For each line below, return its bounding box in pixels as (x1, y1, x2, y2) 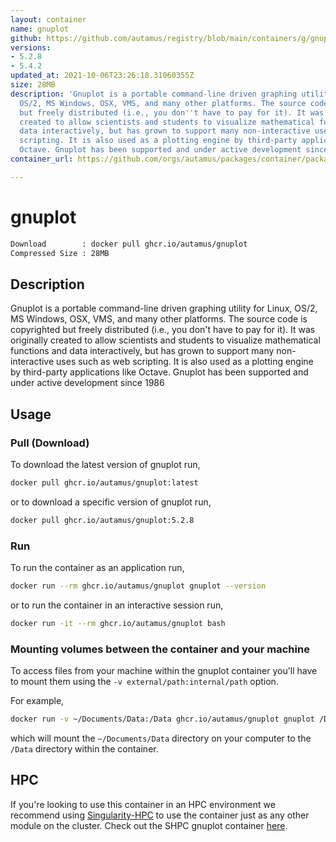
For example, (10, 695, 65, 707)
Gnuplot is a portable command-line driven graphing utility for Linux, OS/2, (10, 302, 318, 315)
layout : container (10, 14, 87, 25)
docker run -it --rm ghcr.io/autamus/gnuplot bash (10, 618, 226, 628)
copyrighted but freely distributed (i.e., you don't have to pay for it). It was (10, 324, 316, 336)
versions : (10, 42, 52, 53)
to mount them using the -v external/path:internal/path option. (10, 676, 279, 688)
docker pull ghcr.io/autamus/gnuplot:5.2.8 (10, 515, 195, 525)
